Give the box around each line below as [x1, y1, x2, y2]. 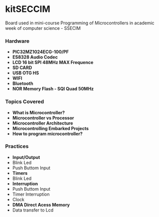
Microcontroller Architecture [12, 120, 74, 126]
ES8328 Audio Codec [12, 54, 58, 60]
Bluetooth [12, 80, 33, 86]
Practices [5, 143, 29, 150]
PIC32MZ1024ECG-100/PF [12, 49, 69, 55]
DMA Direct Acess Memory [12, 202, 70, 208]
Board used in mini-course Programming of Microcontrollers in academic [5, 20, 155, 26]
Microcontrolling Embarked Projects [12, 125, 89, 131]
